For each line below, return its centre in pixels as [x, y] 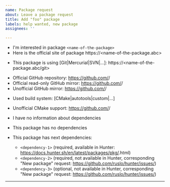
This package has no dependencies [50, 128]
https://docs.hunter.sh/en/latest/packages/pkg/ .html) [75, 153]
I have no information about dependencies [57, 118]
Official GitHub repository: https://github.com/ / [61, 78]
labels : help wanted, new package [42, 24]
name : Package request [29, 10]
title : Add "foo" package [32, 19]
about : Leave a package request [39, 15]
